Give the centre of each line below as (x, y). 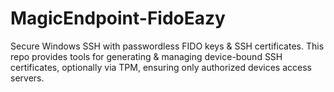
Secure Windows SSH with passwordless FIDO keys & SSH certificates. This (167, 46)
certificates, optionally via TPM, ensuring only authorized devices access (161, 67)
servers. (27, 78)
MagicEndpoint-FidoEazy (118, 18)
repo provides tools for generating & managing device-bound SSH (146, 56)
